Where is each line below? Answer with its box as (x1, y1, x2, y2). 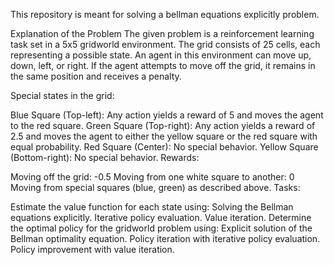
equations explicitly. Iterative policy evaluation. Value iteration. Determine (10, 212, 312, 223)
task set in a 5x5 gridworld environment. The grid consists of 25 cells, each (10, 39, 321, 50)
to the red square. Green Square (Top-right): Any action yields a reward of (10, 120, 316, 131)
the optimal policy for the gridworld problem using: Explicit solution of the (10, 222, 313, 234)
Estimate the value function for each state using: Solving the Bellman (10, 201, 294, 213)
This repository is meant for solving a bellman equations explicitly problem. (10, 9, 320, 20)
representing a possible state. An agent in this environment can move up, (10, 49, 312, 61)
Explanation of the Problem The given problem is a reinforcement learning (10, 28, 315, 39)
